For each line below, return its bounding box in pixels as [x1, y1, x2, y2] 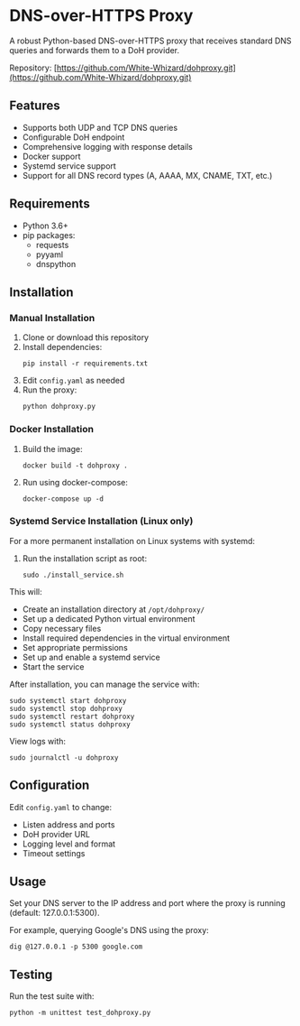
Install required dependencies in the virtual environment [22, 633, 231, 643]
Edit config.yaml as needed [22, 375, 125, 386]
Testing [9, 966, 53, 982]
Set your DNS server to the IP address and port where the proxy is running [9, 898, 286, 909]
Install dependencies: [22, 342, 103, 353]
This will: [9, 586, 42, 596]
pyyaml [35, 249, 64, 260]
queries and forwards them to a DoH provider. [9, 44, 180, 55]
